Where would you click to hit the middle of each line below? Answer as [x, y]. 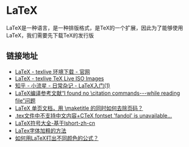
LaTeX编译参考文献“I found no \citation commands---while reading [97, 93]
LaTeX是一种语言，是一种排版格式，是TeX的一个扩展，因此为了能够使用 [95, 28]
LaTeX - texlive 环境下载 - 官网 [52, 71]
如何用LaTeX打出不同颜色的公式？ [57, 138]
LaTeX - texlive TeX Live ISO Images [59, 78]
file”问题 [25, 100]
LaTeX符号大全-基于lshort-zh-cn [55, 123]
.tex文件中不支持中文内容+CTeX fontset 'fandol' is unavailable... [93, 115]
